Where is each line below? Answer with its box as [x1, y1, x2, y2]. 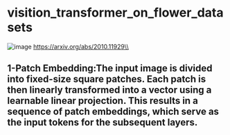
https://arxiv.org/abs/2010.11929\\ [33, 42, 130, 51]
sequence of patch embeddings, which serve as [7, 106, 220, 118]
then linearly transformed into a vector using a [7, 84, 212, 96]
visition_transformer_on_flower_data [7, 5, 224, 21]
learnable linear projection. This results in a [7, 95, 199, 107]
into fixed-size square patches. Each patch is [7, 73, 206, 85]
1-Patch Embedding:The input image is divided [7, 62, 213, 74]
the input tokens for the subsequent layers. [7, 116, 198, 129]
